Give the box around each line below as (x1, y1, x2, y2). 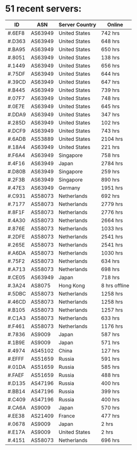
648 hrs (101, 38, 120, 45)
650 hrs (101, 46, 120, 53)
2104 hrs (101, 135, 123, 142)
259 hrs (101, 168, 120, 175)
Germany (58, 184, 81, 191)
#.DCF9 (7, 127, 26, 134)
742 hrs (101, 30, 120, 37)
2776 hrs (101, 208, 123, 215)
